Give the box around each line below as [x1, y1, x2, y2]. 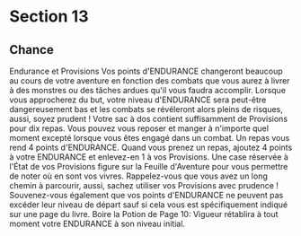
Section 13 [9, 6, 89, 27]
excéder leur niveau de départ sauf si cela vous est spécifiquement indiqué [9, 199, 288, 210]
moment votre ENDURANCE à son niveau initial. [9, 218, 186, 229]
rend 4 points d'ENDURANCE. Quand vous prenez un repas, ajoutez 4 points [9, 142, 293, 153]
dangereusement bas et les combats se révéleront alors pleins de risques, [9, 104, 283, 114]
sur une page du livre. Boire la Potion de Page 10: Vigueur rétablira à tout [9, 209, 279, 219]
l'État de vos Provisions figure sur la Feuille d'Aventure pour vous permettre [9, 162, 288, 171]
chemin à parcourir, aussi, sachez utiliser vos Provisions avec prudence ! [9, 180, 279, 190]
